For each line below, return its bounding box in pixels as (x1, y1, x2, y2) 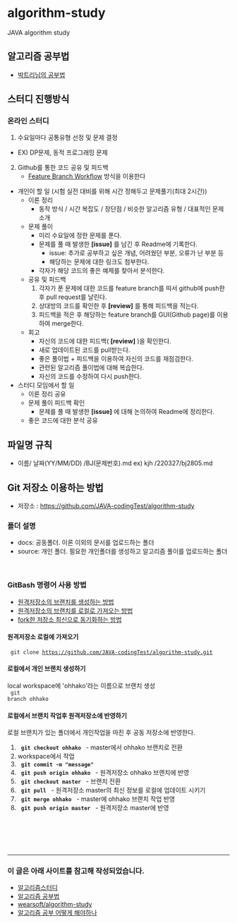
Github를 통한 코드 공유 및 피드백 (17, 164, 109, 172)
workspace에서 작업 (17, 752, 75, 761)
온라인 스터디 (7, 116, 49, 126)
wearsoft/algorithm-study (17, 900, 92, 909)
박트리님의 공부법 (17, 71, 66, 79)
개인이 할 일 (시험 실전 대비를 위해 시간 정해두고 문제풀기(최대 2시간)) (17, 187, 207, 195)
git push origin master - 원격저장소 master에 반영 (20, 804, 169, 812)
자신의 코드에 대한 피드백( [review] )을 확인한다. (38, 337, 171, 346)
